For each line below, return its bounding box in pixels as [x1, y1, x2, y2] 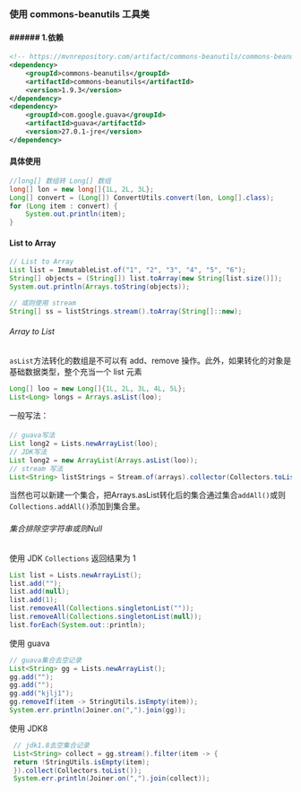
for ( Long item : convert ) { [9, 202, 118, 211]
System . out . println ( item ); [25, 210, 126, 219]
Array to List [9, 326, 56, 337]
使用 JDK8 [9, 723, 48, 734]
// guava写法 [9, 431, 56, 440]
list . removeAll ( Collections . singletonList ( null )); [9, 612, 202, 622]
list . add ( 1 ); [9, 596, 58, 605]
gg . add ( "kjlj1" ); [9, 689, 74, 698]
